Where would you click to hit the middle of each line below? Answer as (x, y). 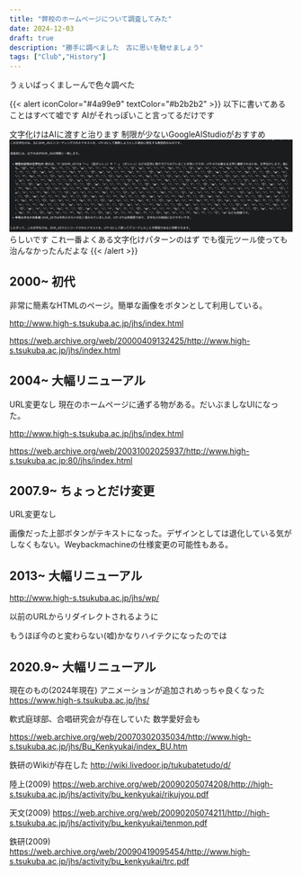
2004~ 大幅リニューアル (77, 381)
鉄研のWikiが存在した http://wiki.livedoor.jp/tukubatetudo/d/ (120, 765)
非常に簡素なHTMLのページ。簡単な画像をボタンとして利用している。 (138, 305)
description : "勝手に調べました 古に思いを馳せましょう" (107, 48)
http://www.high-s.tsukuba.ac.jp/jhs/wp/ (84, 598)
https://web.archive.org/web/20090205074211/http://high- (161, 813)
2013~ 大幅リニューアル (76, 576)
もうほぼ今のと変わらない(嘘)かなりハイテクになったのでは (118, 636)
